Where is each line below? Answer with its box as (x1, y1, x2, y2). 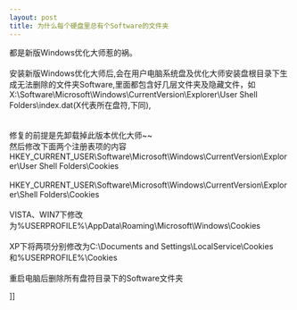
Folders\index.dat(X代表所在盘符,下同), (9, 99, 152, 110)
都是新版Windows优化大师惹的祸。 (9, 46, 138, 58)
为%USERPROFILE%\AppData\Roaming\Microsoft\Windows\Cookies (9, 220, 261, 230)
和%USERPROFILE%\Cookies (9, 252, 118, 263)
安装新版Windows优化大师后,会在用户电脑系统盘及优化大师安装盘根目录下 (9, 68, 281, 79)
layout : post (9, 13, 58, 22)
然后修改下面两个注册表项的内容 (9, 140, 127, 152)
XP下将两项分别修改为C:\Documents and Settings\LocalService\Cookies (9, 240, 274, 251)
